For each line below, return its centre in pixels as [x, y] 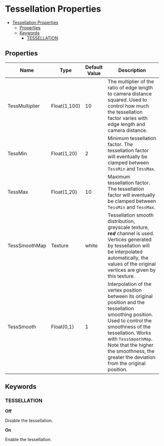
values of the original [132, 264]
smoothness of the [129, 326]
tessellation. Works [129, 333]
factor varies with [128, 118]
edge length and [126, 124]
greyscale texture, [128, 227]
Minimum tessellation [132, 138]
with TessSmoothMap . [130, 339]
